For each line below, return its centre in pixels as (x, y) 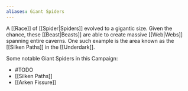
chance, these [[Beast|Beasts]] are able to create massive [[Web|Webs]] (95, 34)
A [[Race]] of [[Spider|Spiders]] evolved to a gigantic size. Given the (89, 28)
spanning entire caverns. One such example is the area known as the (90, 41)
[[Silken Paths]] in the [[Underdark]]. (51, 47)
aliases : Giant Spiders (35, 11)
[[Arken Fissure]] (35, 82)
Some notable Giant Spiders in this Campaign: (62, 58)
